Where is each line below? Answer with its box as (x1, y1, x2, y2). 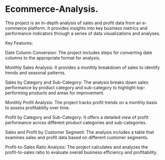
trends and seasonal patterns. (5, 69, 66, 75)
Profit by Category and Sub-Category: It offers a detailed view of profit (5, 114, 149, 120)
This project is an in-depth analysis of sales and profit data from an (5, 20, 141, 26)
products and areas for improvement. (29, 90, 104, 96)
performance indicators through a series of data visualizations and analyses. (5, 30, 161, 36)
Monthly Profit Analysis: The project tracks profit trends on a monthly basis (5, 99, 158, 105)
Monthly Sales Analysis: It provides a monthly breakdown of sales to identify (5, 64, 160, 70)
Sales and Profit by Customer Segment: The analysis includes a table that (5, 129, 154, 135)
